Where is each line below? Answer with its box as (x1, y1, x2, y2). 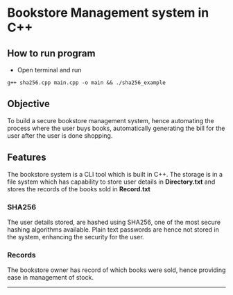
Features (7, 152, 46, 164)
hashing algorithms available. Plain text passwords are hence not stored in (7, 225, 220, 234)
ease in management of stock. (7, 273, 94, 282)
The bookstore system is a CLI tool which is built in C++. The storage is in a (7, 170, 223, 178)
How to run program (7, 47, 96, 59)
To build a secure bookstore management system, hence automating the (7, 116, 214, 125)
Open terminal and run (17, 66, 82, 74)
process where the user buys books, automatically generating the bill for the (7, 124, 225, 132)
